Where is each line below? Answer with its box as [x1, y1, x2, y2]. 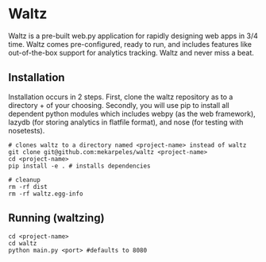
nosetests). [8, 125, 45, 135]
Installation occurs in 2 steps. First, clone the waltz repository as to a [8, 92, 233, 102]
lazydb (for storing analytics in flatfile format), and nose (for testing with [8, 117, 244, 127]
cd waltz [8, 239, 37, 247]
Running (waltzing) [8, 211, 105, 225]
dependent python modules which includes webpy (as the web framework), [8, 109, 256, 118]
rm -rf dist [8, 183, 48, 191]
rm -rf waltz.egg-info [8, 190, 83, 198]
